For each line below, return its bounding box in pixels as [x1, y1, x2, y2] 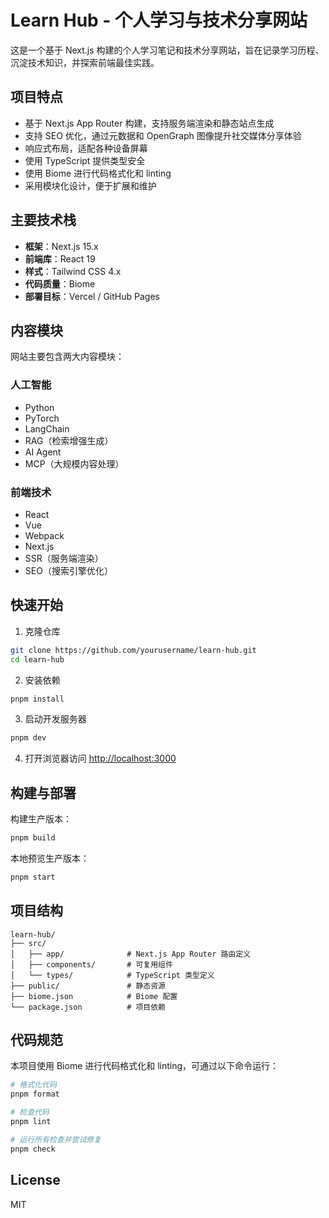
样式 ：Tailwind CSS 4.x [24, 265, 122, 277]
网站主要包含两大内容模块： [10, 351, 125, 363]
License [10, 1172, 61, 1189]
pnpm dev [10, 733, 47, 743]
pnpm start [10, 872, 56, 882]
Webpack [24, 529, 65, 541]
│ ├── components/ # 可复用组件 [10, 959, 173, 970]
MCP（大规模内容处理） [24, 457, 125, 470]
